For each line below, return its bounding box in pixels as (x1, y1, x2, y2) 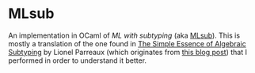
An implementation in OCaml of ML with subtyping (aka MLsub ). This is (8, 31, 240, 40)
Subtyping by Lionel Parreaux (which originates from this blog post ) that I (8, 47, 248, 57)
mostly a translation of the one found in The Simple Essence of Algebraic (8, 38, 247, 48)
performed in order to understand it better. (8, 56, 147, 65)
